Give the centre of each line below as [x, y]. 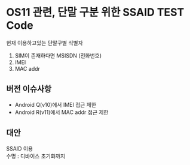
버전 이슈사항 [29, 89]
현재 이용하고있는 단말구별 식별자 [45, 43]
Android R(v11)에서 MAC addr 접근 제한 [62, 112]
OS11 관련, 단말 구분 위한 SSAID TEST [95, 12]
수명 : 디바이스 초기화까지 [36, 156]
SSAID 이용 [20, 148]
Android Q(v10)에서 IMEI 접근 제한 [56, 104]
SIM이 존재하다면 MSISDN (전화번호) [58, 55]
